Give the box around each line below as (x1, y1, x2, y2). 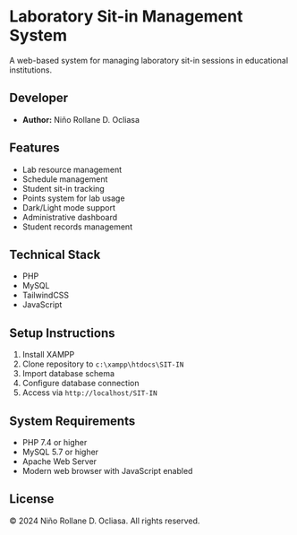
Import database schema (21, 368, 115, 379)
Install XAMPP (21, 349, 75, 360)
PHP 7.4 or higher (21, 437, 88, 447)
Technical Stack (9, 246, 101, 262)
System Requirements (9, 413, 136, 428)
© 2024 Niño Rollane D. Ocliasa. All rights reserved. (9, 515, 200, 526)
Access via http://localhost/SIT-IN (21, 387, 158, 398)
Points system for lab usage (21, 193, 125, 203)
